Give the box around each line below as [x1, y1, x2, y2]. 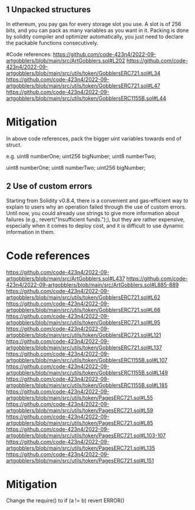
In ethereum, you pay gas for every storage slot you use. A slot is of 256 [6, 20, 181, 27]
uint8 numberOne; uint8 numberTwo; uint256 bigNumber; [6, 164, 146, 171]
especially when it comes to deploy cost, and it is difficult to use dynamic [6, 222, 184, 229]
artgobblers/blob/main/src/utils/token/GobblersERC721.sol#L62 [6, 294, 161, 301]
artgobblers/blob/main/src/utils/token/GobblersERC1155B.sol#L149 [6, 369, 168, 376]
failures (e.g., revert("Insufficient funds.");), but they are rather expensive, [6, 216, 185, 223]
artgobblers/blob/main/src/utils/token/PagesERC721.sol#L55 [6, 394, 153, 401]
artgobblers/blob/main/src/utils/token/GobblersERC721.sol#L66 [6, 306, 161, 313]
